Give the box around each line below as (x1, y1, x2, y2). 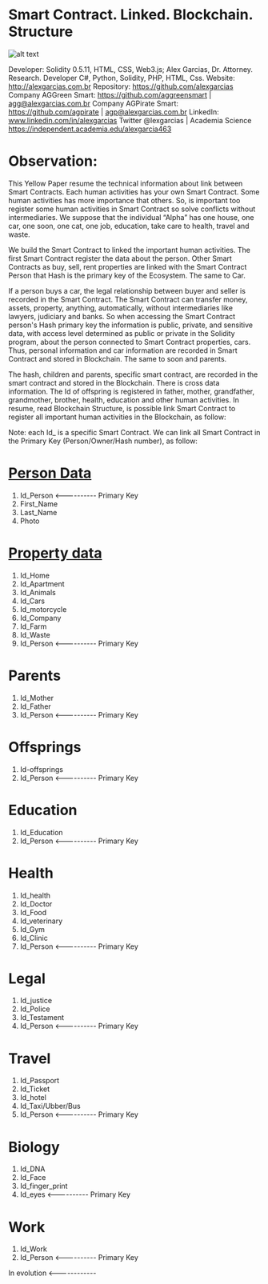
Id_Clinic (19, 933, 48, 942)
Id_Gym (19, 924, 46, 934)
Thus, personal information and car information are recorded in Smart (8, 346, 238, 355)
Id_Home (19, 570, 50, 580)
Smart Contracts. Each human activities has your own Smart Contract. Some (8, 186, 260, 197)
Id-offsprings (19, 764, 64, 774)
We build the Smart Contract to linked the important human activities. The (8, 245, 250, 254)
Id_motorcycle (19, 604, 67, 614)
